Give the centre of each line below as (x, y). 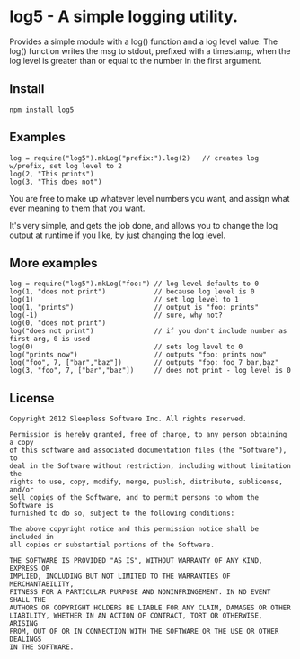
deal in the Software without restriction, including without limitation (150, 466)
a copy (22, 443)
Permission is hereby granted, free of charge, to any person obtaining (148, 435)
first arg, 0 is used (50, 339)
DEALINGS (26, 640)
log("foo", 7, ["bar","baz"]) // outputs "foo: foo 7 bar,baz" (144, 363)
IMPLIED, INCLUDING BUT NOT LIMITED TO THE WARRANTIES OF (120, 577)
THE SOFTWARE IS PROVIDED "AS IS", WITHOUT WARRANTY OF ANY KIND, (136, 561)
